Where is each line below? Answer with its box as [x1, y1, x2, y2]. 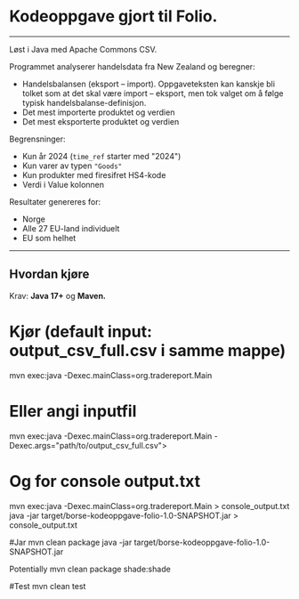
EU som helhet [21, 232, 77, 243]
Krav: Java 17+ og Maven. [9, 290, 107, 301]
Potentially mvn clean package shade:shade [9, 563, 171, 574]
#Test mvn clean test [9, 580, 86, 591]
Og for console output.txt [9, 471, 201, 491]
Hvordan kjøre [9, 267, 90, 282]
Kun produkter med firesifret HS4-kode [21, 169, 166, 180]
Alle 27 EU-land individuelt [21, 223, 120, 233]
